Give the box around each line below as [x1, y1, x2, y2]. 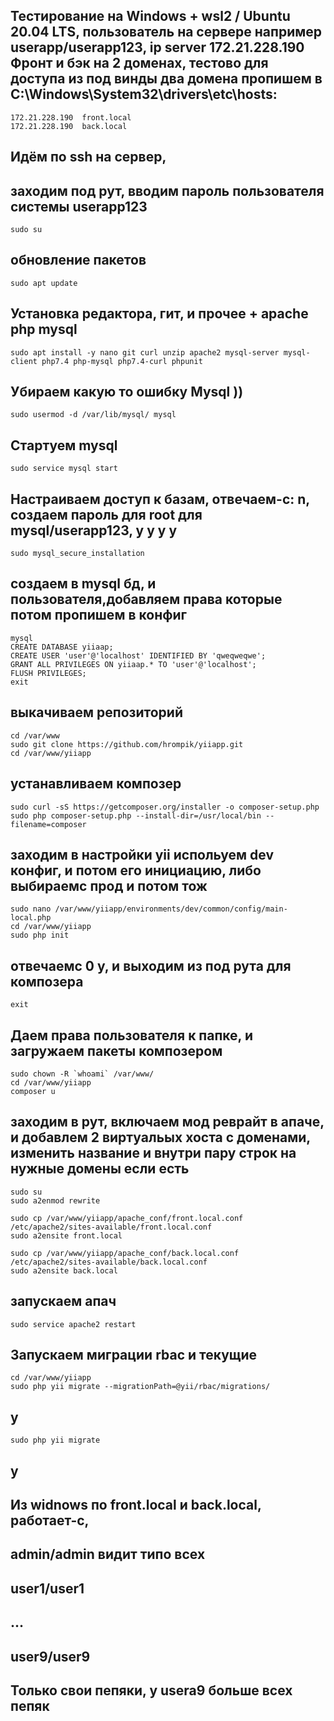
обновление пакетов [10, 252, 147, 269]
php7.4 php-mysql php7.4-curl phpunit [41, 356, 203, 366]
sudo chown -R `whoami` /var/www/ [10, 1069, 155, 1079]
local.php [10, 913, 52, 923]
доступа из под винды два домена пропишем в [10, 70, 323, 88]
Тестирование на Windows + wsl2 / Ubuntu [10, 8, 291, 25]
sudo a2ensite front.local [10, 1230, 123, 1241]
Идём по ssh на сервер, [10, 149, 167, 166]
